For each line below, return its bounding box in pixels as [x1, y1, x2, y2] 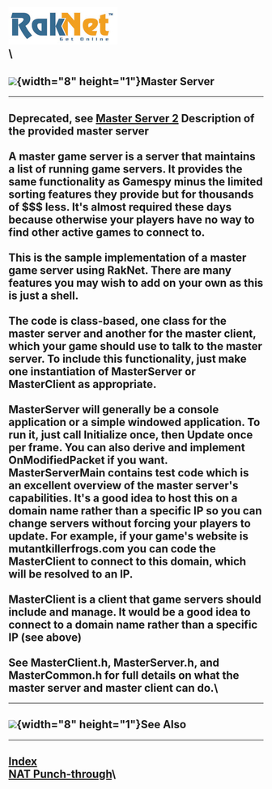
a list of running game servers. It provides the [8, 162, 243, 176]
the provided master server [8, 124, 150, 138]
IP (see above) [8, 630, 83, 644]
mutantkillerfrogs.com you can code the [8, 542, 216, 556]
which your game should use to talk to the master [8, 339, 263, 353]
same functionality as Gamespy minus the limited [8, 174, 263, 189]
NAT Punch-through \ [8, 767, 117, 781]
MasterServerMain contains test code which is [8, 466, 249, 480]
